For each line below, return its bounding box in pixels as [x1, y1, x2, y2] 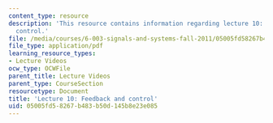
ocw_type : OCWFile [8, 65, 71, 73]
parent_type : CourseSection [8, 79, 104, 87]
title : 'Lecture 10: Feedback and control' [8, 95, 158, 103]
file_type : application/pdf [8, 42, 104, 50]
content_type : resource [8, 11, 89, 20]
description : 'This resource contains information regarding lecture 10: [8, 19, 264, 28]
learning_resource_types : [8, 49, 96, 57]
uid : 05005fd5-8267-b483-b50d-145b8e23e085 [8, 102, 158, 110]
